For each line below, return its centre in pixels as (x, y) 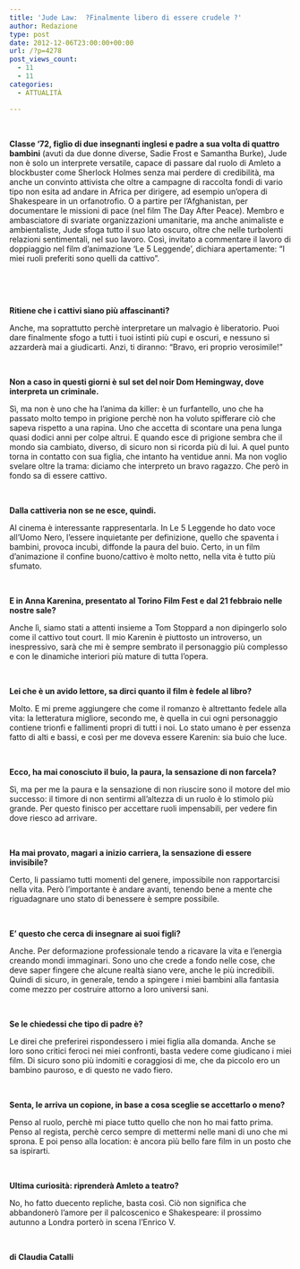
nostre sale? (33, 610)
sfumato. (26, 566)
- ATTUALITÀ (40, 93)
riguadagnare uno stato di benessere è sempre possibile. (114, 898)
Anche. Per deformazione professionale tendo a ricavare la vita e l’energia (146, 951)
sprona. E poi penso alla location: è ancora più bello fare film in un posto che (150, 1141)
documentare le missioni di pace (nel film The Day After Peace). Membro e (147, 210)
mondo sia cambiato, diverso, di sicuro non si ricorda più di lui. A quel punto (149, 446)
